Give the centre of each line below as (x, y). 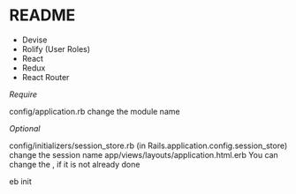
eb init (21, 181)
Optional (25, 128)
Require (23, 94)
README (42, 15)
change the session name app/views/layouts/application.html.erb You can (144, 154)
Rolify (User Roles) (56, 48)
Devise (34, 40)
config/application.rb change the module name (95, 111)
